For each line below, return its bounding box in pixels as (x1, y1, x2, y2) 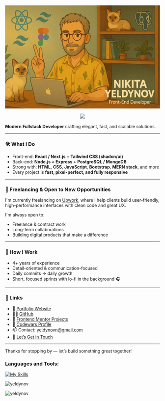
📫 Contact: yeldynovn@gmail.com (12, 327, 83, 333)
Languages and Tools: (5, 360, 59, 367)
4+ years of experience (12, 260, 60, 266)
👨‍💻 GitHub (12, 311, 33, 317)
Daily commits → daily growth (12, 270, 73, 276)
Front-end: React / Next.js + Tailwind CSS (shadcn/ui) (12, 153, 124, 160)
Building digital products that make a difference (12, 232, 108, 238)
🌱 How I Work (5, 249, 38, 256)
